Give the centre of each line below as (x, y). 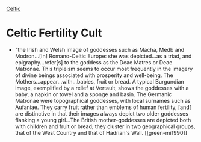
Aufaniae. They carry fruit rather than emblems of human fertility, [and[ (103, 107)
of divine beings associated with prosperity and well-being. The (94, 75)
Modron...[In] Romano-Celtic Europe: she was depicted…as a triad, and (103, 56)
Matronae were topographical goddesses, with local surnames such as (103, 100)
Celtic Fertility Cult (54, 33)
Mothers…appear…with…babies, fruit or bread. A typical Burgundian (100, 81)
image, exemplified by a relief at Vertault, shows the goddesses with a (102, 88)
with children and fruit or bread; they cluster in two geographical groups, (105, 126)
